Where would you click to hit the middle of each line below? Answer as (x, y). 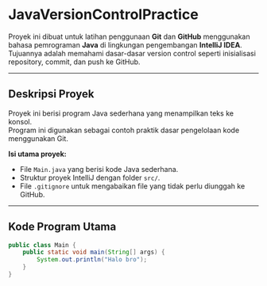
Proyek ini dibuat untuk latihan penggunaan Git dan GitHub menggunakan (129, 36)
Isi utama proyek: (37, 154)
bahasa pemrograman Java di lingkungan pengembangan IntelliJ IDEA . (125, 44)
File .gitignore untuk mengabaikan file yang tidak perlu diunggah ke (132, 186)
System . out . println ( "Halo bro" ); (92, 260)
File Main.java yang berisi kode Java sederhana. (99, 169)
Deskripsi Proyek (51, 94)
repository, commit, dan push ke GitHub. (74, 62)
